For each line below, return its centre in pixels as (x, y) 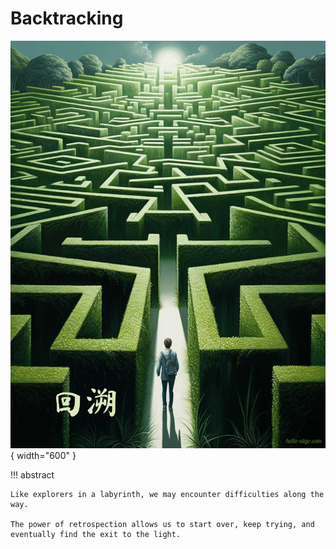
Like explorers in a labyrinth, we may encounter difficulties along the (167, 495)
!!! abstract (32, 475)
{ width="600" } (43, 456)
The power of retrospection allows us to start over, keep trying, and (162, 525)
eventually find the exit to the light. (96, 535)
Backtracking (67, 18)
